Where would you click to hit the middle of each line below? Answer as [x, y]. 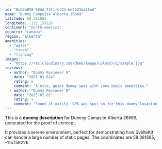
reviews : [14, 68]
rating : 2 [24, 100]
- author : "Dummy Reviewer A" [40, 73]
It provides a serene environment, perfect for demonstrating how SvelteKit [79, 132]
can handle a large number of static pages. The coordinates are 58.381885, [80, 137]
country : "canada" [24, 32]
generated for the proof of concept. [40, 123]
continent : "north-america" [33, 28]
